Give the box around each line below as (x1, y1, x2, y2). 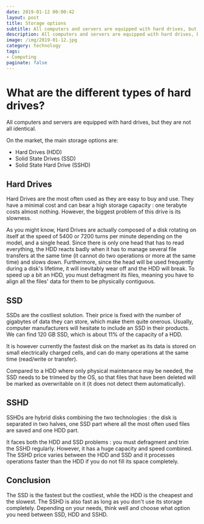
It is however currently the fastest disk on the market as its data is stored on (6, 343, 196, 350)
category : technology (6, 43, 61, 49)
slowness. (6, 215, 32, 222)
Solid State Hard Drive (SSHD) (15, 161, 91, 169)
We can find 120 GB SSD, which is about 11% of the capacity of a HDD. (6, 331, 183, 338)
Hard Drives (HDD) (15, 149, 63, 156)
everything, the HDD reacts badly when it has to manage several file (6, 246, 177, 253)
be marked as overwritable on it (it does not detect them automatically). (6, 380, 185, 388)
